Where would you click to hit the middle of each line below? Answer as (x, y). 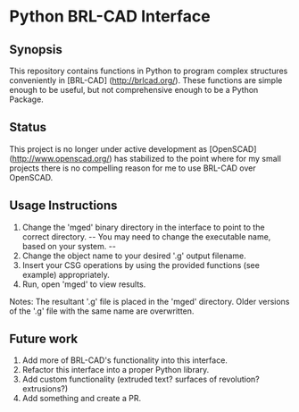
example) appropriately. (66, 274)
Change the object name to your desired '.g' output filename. (134, 256)
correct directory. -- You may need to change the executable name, (146, 236)
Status (28, 127)
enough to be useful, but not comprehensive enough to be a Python (134, 90)
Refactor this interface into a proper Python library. (116, 370)
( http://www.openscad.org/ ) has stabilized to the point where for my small (145, 158)
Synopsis (36, 50)
